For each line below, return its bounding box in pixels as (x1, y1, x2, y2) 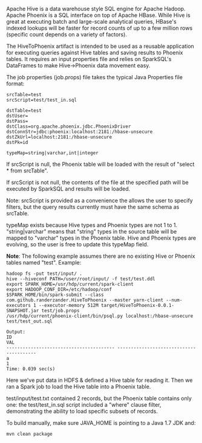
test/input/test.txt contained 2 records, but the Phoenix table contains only (6, 395, 192, 402)
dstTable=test (6, 108, 42, 114)
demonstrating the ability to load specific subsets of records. (6, 408, 158, 415)
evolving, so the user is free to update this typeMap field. (6, 241, 149, 248)
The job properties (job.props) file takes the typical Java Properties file (6, 74, 183, 80)
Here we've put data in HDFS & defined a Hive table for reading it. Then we (6, 376, 193, 384)
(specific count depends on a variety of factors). (6, 31, 127, 38)
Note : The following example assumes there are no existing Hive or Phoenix (6, 252, 195, 260)
